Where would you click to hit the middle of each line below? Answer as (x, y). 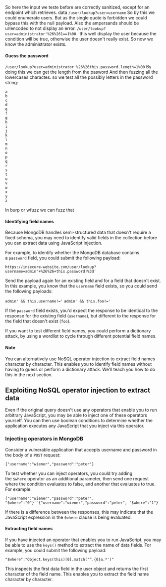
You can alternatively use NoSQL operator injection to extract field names (80, 359)
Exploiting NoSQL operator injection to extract (78, 390)
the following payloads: (29, 292)
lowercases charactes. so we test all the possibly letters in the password (79, 77)
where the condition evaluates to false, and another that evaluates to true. (81, 484)
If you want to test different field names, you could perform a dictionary (78, 331)
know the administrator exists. (36, 44)
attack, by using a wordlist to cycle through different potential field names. (81, 336)
